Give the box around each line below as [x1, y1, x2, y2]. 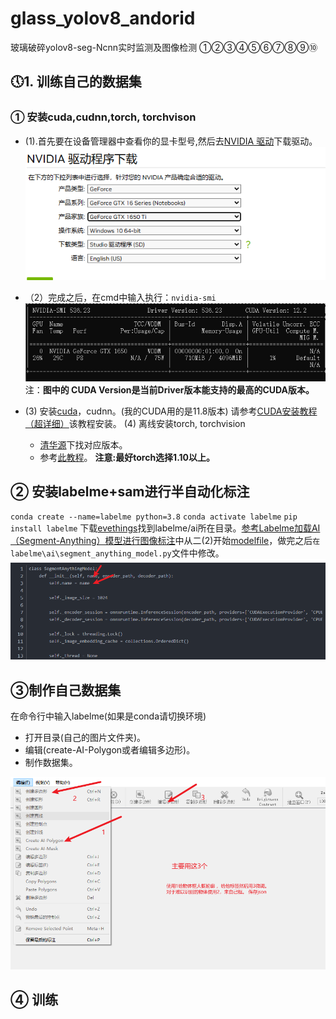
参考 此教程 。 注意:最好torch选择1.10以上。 [39, 451, 216, 463]
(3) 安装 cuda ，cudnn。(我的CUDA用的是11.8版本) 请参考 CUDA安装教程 [24, 405, 318, 417]
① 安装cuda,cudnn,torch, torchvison [10, 110, 197, 124]
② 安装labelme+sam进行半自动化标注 [10, 483, 250, 501]
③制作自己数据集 [10, 682, 122, 699]
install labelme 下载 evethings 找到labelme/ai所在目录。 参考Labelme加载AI [10, 522, 321, 534]
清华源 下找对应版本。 [39, 438, 128, 451]
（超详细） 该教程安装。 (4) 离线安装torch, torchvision [24, 417, 246, 429]
